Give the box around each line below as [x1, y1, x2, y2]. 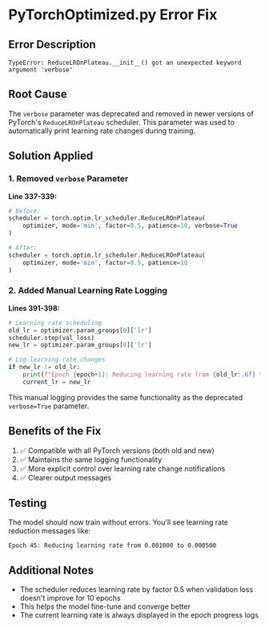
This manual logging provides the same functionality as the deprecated [8, 392, 243, 402]
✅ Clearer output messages [19, 472, 112, 482]
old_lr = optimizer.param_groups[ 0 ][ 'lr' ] [8, 326, 152, 334]
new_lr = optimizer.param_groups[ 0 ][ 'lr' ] [8, 341, 152, 350]
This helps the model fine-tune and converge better [19, 602, 191, 611]
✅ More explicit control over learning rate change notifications [19, 464, 226, 473]
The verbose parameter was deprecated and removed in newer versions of [8, 108, 254, 118]
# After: [8, 244, 38, 252]
